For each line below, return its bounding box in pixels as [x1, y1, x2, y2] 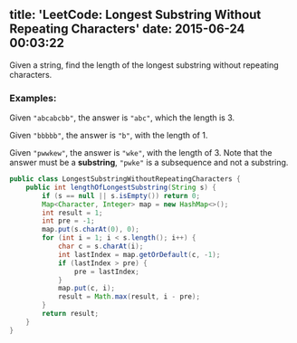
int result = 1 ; [42, 208, 103, 217]
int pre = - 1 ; [42, 216, 95, 225]
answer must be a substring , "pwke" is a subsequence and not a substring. [9, 157, 289, 168]
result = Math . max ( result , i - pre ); [57, 292, 201, 301]
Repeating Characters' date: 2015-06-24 [9, 22, 245, 37]
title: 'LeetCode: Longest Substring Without [9, 7, 262, 23]
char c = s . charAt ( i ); [57, 242, 144, 252]
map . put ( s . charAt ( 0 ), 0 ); [42, 225, 140, 234]
